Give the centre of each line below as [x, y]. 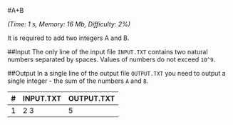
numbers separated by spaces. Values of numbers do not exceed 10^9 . [112, 59]
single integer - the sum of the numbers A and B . [78, 81]
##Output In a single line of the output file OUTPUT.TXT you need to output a [116, 73]
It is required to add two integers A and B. [68, 38]
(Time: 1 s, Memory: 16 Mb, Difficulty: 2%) [69, 24]
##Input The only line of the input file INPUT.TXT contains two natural [108, 52]
